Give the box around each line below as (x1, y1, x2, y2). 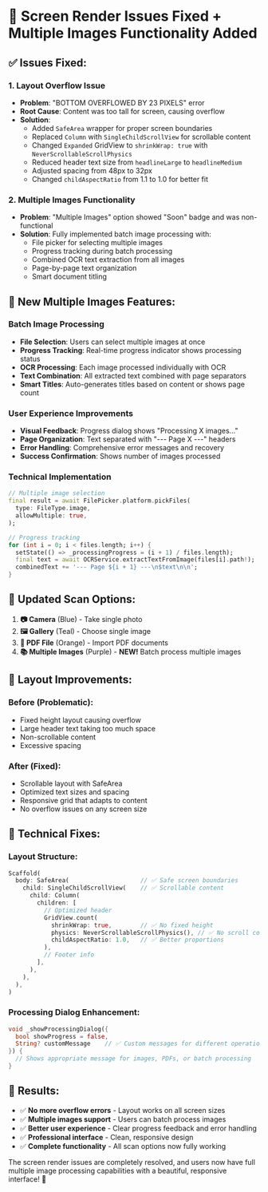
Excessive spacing (19, 740, 81, 750)
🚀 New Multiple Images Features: (8, 295, 175, 308)
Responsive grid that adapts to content (19, 795, 148, 805)
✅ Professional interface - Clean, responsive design (19, 1132, 194, 1142)
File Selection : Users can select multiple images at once (19, 337, 206, 347)
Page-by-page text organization (31, 263, 137, 273)
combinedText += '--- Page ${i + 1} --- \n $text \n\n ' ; (15, 563, 198, 572)
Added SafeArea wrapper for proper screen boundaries (31, 123, 213, 133)
